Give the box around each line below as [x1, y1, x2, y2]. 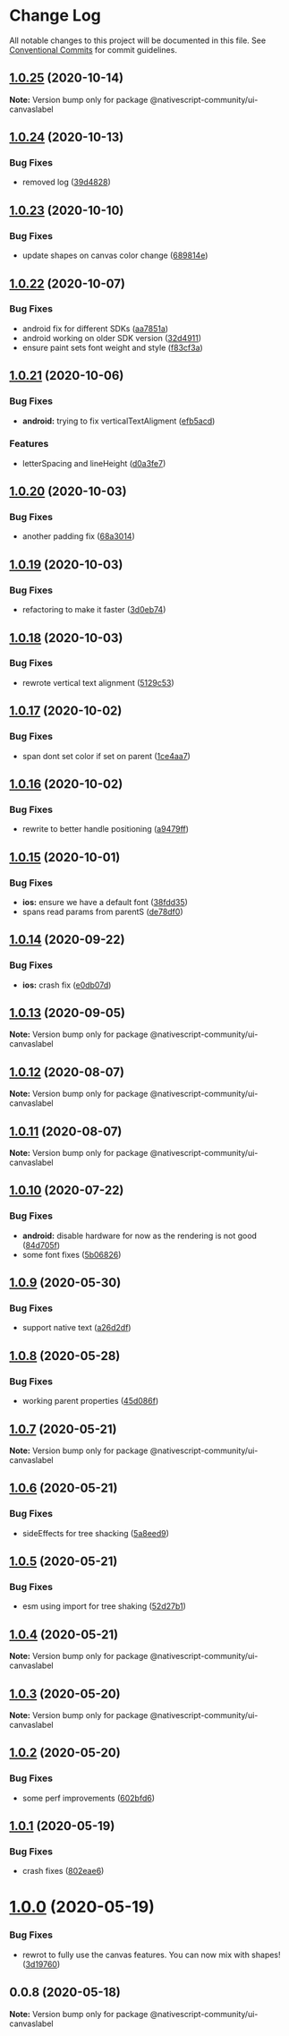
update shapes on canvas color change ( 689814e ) [21, 250, 208, 261]
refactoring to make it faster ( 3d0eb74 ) [21, 604, 166, 615]
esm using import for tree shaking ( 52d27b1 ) [21, 1601, 186, 1612]
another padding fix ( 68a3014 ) [21, 531, 136, 542]
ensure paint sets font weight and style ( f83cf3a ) [21, 342, 203, 353]
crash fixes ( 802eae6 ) [21, 1866, 105, 1877]
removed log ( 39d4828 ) [21, 176, 111, 188]
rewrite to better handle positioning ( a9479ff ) [21, 824, 190, 834]
